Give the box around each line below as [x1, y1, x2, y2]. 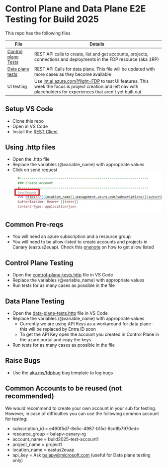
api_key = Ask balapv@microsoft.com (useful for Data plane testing [12, 452, 151, 458]
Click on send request [12, 167, 58, 173]
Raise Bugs [5, 356, 41, 365]
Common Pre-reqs [5, 220, 64, 229]
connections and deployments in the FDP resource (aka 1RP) [34, 56, 159, 62]
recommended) [5, 392, 54, 401]
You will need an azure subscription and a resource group [12, 234, 131, 239]
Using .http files [5, 143, 56, 151]
